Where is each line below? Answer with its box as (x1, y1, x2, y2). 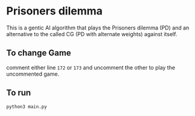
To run (6, 88, 31, 98)
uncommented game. (6, 70, 59, 78)
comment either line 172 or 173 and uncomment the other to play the (6, 64, 176, 71)
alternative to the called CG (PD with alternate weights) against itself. (6, 30, 177, 37)
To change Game (6, 48, 71, 58)
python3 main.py (6, 103, 47, 109)
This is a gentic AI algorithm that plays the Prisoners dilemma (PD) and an (6, 24, 190, 31)
